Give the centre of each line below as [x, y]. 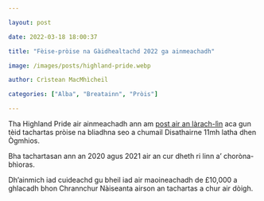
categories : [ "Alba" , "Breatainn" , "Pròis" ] [83, 95]
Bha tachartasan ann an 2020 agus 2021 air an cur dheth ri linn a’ [115, 156]
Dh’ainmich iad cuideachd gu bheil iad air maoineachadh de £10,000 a [123, 180]
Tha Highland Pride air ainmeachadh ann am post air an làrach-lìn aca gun [130, 124]
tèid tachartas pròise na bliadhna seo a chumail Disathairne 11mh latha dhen [132, 132]
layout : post [30, 22]
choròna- [239, 156]
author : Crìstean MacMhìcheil [58, 80]
